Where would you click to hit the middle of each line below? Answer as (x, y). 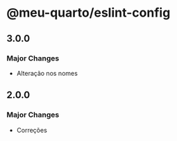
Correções (32, 130)
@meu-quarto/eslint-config (88, 13)
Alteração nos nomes (47, 73)
